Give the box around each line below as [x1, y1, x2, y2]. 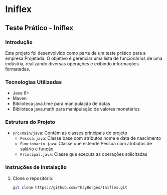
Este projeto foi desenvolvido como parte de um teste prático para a [5, 50, 146, 56]
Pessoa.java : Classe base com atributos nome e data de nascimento [20, 135, 161, 141]
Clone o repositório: [12, 175, 54, 181]
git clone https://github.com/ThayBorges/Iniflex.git [12, 185, 127, 190]
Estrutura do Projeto [5, 119, 56, 126]
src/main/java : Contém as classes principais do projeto [12, 130, 127, 136]
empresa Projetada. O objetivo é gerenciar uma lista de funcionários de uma [5, 55, 162, 61]
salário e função [20, 146, 54, 152]
